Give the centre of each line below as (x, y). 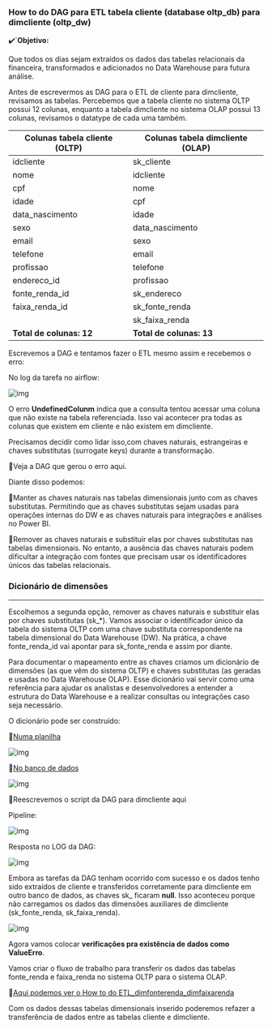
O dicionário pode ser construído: (64, 720)
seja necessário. (36, 705)
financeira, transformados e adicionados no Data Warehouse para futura (129, 68)
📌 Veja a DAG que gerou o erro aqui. (68, 467)
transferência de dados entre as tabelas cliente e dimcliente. (109, 1017)
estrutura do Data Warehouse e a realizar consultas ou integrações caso (129, 696)
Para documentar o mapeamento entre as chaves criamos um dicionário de (134, 662)
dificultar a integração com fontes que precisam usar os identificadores (127, 557)
